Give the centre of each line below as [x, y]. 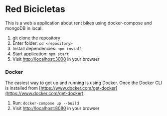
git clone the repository [36, 38]
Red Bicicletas [35, 9]
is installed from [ [23, 88]
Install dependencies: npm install [47, 48]
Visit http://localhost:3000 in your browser [56, 59]
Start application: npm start [41, 54]
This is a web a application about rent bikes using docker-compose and [79, 23]
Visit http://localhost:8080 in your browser [56, 109]
